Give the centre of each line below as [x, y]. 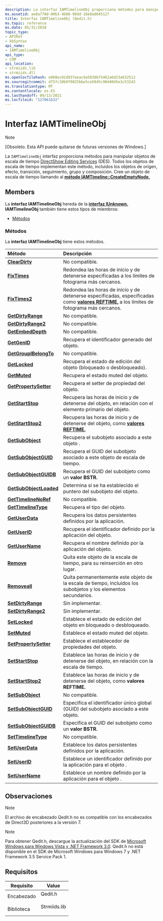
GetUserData [23, 518]
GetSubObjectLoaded [33, 488]
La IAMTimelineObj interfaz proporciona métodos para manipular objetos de [80, 156]
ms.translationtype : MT [29, 86]
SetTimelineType [27, 737]
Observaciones [29, 796]
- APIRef [14, 37]
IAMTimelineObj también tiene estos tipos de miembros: [62, 209]
